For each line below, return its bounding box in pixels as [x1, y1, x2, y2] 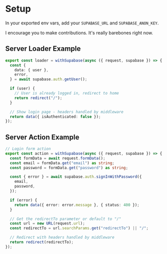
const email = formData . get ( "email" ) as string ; [10, 161, 115, 166]
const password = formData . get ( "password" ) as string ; [10, 165, 128, 170]
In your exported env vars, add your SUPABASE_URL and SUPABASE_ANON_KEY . [5, 20, 159, 26]
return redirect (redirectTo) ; [10, 240, 74, 245]
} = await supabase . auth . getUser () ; [10, 77, 87, 82]
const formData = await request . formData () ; [10, 155, 106, 161]
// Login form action [5, 146, 51, 151]
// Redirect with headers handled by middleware [10, 235, 115, 240]
